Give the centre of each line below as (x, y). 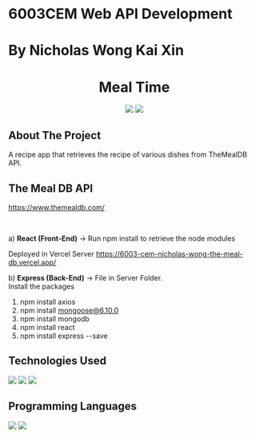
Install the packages (41, 286)
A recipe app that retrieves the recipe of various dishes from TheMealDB (128, 155)
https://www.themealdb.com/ (57, 207)
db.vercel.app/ (32, 262)
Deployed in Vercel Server (51, 253)
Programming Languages (73, 406)
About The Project (55, 135)
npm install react (47, 327)
